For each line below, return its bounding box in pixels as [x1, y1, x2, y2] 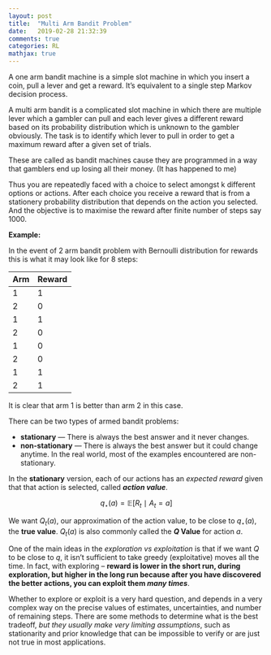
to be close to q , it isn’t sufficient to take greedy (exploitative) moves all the [8, 553, 260, 562]
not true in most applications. [8, 637, 106, 647]
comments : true [8, 34, 60, 43]
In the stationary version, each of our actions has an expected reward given [8, 474, 264, 484]
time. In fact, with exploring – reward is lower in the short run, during [8, 562, 241, 571]
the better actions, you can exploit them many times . [8, 579, 190, 588]
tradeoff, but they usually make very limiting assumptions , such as [8, 620, 230, 630]
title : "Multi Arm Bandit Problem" [8, 20, 132, 28]
